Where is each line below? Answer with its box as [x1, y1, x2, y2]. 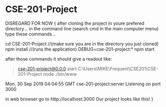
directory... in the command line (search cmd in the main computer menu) [5, 25, 159, 31]
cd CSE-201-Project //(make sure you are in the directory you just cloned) [5, 40, 159, 46]
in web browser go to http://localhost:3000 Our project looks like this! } [5, 96, 153, 102]
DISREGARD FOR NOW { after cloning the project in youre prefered [5, 20, 145, 26]
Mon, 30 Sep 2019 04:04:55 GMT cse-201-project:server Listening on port [5, 81, 161, 87]
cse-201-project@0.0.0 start [17, 66, 77, 72]
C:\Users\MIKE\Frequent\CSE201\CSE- [77, 66, 158, 72]
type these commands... [5, 31, 56, 37]
